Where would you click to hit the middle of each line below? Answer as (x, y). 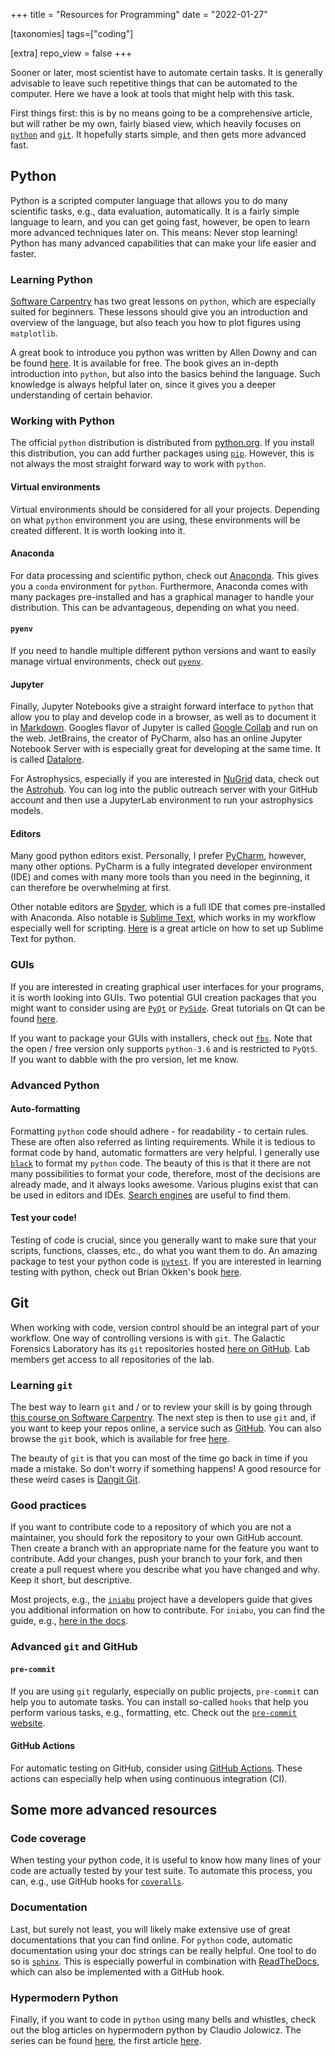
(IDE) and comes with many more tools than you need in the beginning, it (160, 877)
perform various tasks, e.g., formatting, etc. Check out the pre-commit (154, 1712)
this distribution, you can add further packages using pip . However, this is (162, 453)
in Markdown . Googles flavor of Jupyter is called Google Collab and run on (164, 728)
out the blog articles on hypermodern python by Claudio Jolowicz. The (156, 2030)
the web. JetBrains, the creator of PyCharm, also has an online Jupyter (156, 738)
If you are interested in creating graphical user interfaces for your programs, (167, 986)
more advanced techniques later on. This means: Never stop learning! (154, 232)
